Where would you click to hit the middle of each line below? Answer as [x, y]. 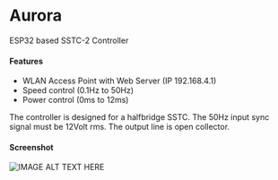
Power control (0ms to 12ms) [75, 100]
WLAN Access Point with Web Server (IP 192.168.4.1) [119, 81]
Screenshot [31, 147]
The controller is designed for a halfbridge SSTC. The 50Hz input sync [139, 117]
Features [26, 61]
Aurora [36, 16]
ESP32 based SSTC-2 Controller [69, 40]
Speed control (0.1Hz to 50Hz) [78, 90]
